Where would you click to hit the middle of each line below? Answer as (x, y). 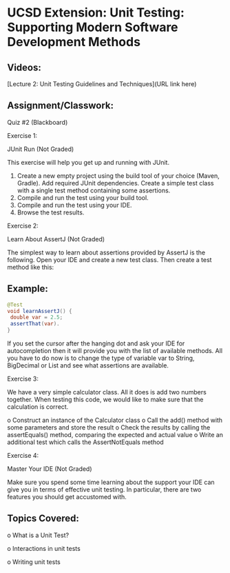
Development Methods (74, 42)
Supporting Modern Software (93, 27)
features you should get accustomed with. (67, 497)
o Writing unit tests (34, 562)
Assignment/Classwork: (61, 106)
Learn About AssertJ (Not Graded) (56, 239)
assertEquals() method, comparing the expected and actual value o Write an (115, 435)
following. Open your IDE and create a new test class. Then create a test (109, 259)
